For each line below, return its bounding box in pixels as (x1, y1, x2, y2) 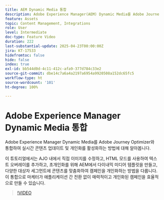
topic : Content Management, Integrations (5, 21, 91, 26)
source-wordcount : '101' (5, 80, 56, 85)
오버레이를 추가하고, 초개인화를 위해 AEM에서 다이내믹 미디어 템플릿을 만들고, (10, 162, 158, 168)
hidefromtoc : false (5, 52, 45, 58)
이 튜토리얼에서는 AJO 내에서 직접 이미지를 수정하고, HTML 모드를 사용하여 (5, 155, 148, 162)
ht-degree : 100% (5, 84, 38, 90)
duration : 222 (5, 39, 34, 44)
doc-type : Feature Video (5, 35, 56, 40)
